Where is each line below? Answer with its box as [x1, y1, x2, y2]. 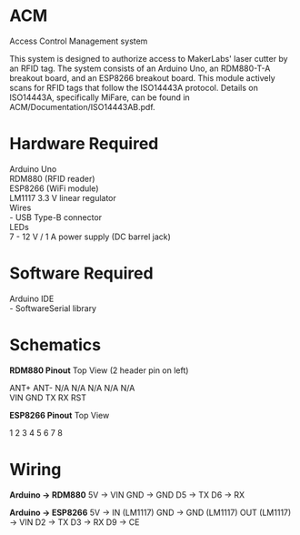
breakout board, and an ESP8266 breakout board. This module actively [9, 72, 275, 83]
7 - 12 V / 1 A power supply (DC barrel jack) [9, 231, 171, 242]
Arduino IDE [9, 293, 55, 304]
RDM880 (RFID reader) [9, 173, 95, 184]
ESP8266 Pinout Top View [9, 409, 110, 420]
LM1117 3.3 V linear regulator [9, 192, 116, 203]
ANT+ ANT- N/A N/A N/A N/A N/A [9, 382, 135, 393]
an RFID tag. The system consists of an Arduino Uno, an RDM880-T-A [9, 63, 271, 74]
